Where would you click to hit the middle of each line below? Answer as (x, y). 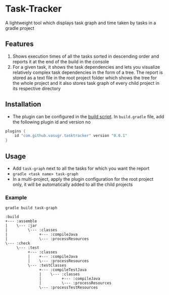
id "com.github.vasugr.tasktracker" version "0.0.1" (71, 136)
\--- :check (18, 243)
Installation (23, 104)
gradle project (20, 28)
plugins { (16, 131)
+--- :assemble (21, 221)
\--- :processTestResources (69, 288)
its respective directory (37, 88)
